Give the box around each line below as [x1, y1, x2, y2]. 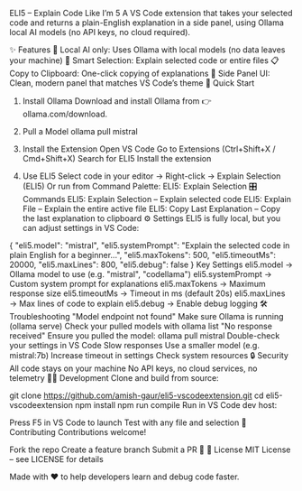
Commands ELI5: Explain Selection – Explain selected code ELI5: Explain [22, 194, 291, 204]
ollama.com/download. [22, 108, 108, 119]
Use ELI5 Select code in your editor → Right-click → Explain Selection [22, 171, 281, 181]
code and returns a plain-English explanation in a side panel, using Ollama [9, 17, 284, 28]
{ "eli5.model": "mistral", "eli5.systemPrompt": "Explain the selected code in [9, 240, 290, 251]
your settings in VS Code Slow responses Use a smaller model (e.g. [9, 340, 260, 350]
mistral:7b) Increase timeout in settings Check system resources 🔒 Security [9, 350, 288, 360]
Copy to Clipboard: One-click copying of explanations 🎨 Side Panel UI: [9, 68, 270, 79]
